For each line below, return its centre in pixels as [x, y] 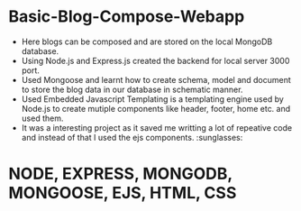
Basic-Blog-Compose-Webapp [127, 17]
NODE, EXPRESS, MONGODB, [121, 174]
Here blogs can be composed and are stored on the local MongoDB [147, 41]
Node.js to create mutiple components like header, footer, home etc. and [156, 108]
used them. [42, 118]
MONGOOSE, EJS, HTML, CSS [123, 193]
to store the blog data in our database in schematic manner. [132, 89]
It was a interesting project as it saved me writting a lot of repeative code [157, 127]
